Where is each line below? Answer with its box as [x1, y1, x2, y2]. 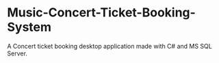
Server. [7, 49, 27, 58]
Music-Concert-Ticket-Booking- [7, 5, 196, 21]
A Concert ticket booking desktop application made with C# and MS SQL [7, 42, 212, 50]
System [7, 19, 52, 35]
